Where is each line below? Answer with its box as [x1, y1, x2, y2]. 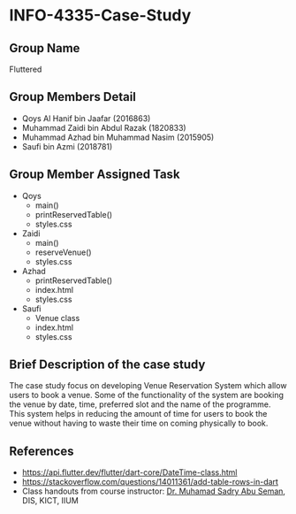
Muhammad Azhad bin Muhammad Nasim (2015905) [21, 132, 215, 142]
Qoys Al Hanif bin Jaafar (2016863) [21, 112, 151, 124]
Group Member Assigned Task [9, 167, 180, 182]
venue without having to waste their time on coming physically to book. [9, 418, 269, 429]
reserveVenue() [34, 247, 92, 257]
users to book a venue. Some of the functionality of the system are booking [9, 390, 285, 401]
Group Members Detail [9, 89, 137, 104]
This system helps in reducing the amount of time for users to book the [9, 409, 268, 419]
